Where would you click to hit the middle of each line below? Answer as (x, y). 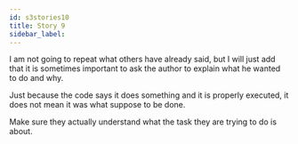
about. (21, 132)
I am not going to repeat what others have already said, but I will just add (142, 60)
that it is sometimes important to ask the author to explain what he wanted (145, 68)
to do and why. (36, 78)
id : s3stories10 (39, 17)
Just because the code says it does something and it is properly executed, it (149, 95)
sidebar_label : (37, 34)
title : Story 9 (37, 26)
